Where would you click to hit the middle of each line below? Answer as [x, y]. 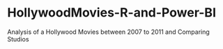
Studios [18, 39]
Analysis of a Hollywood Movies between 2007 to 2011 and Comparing [109, 32]
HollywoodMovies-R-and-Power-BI [111, 13]
